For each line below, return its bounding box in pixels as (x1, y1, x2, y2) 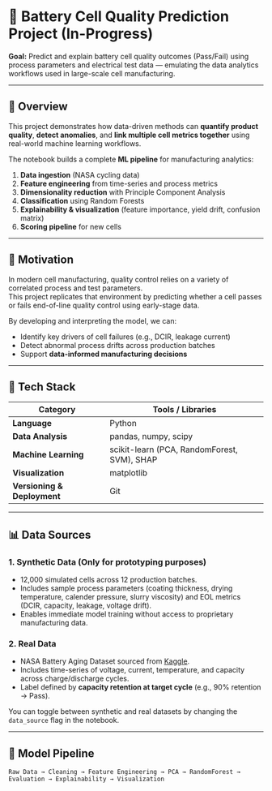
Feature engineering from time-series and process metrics (19, 178, 219, 188)
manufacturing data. (19, 618, 88, 628)
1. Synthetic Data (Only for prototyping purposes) (8, 556, 206, 567)
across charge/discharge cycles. (19, 673, 130, 684)
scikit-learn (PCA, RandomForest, (108, 444, 239, 455)
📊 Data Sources (8, 527, 91, 542)
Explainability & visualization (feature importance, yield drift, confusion (19, 204, 261, 214)
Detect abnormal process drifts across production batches (19, 340, 216, 350)
